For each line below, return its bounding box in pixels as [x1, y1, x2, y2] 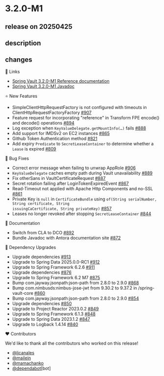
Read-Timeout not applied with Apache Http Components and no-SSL [12, 185, 153, 191]
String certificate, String [12, 201, 70, 206]
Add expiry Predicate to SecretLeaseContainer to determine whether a [12, 140, 154, 147]
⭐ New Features [5, 93, 38, 99]
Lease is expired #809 [12, 146, 56, 152]
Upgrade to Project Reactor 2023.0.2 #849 [12, 306, 99, 311]
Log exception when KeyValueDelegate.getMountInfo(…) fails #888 [12, 125, 146, 131]
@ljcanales [12, 350, 35, 355]
